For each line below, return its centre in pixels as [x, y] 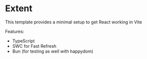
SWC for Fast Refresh [34, 46]
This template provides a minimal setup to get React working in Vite [73, 22]
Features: [15, 31]
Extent [19, 9]
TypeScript [23, 41]
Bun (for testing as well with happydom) [53, 51]
